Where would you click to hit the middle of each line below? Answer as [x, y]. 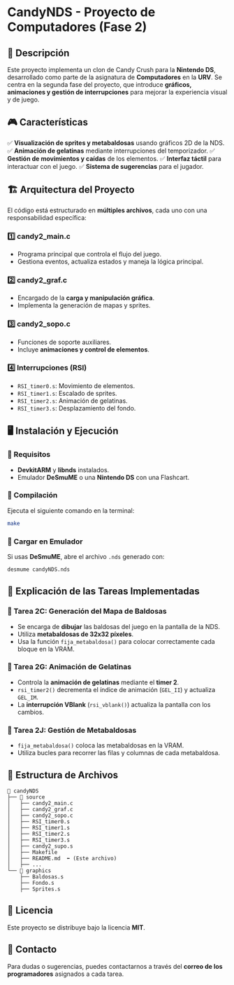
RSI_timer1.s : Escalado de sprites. [67, 393]
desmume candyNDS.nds [39, 569]
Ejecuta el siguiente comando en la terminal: [71, 510]
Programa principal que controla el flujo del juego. [89, 254]
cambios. [30, 712]
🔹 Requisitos [29, 455]
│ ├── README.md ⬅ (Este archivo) [62, 858]
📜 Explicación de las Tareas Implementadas [104, 592]
